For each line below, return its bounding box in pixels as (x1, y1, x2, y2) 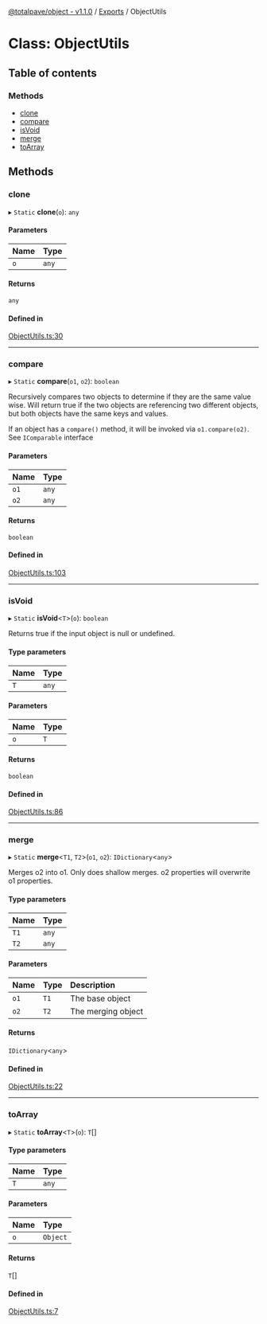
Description (70, 979, 115, 990)
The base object (70, 993, 131, 1004)
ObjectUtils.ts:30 (8, 331, 64, 341)
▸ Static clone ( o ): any (8, 207, 79, 217)
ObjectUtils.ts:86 (8, 807, 64, 817)
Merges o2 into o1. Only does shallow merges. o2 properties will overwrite (8, 868, 251, 877)
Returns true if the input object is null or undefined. (8, 629, 176, 639)
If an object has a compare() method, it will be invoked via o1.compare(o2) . (8, 424, 250, 434)
